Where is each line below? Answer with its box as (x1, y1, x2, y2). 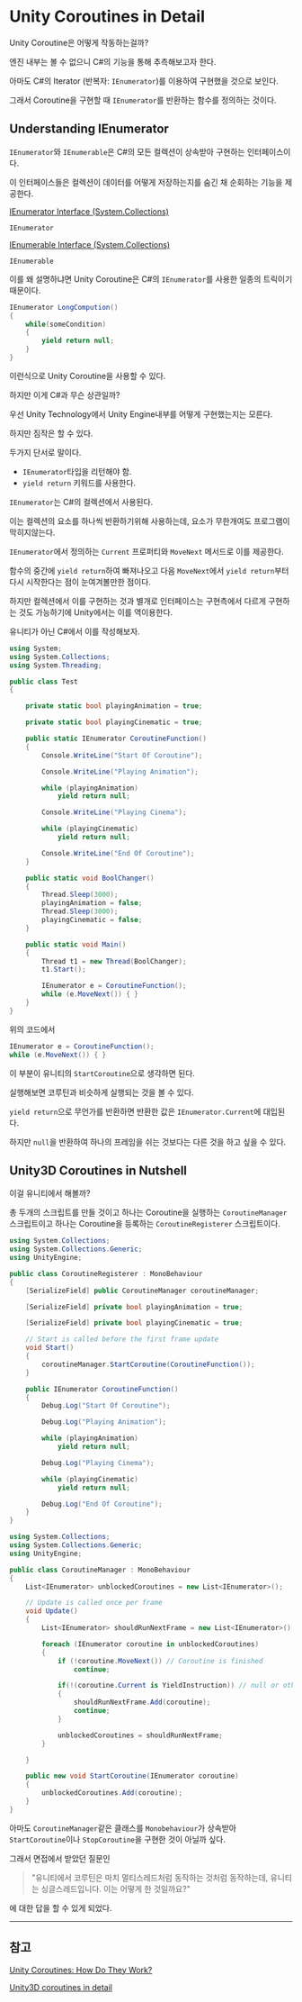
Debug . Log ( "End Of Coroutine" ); (41, 1499, 164, 1508)
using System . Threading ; (9, 660, 102, 670)
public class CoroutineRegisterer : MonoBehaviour (9, 1269, 203, 1278)
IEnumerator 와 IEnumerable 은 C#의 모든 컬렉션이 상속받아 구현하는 (9, 146, 245, 157)
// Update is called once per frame (25, 1599, 164, 1608)
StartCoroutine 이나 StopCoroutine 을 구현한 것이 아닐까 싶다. (9, 1834, 226, 1844)
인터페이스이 (246, 146, 291, 157)
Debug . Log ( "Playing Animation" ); (41, 1418, 167, 1427)
